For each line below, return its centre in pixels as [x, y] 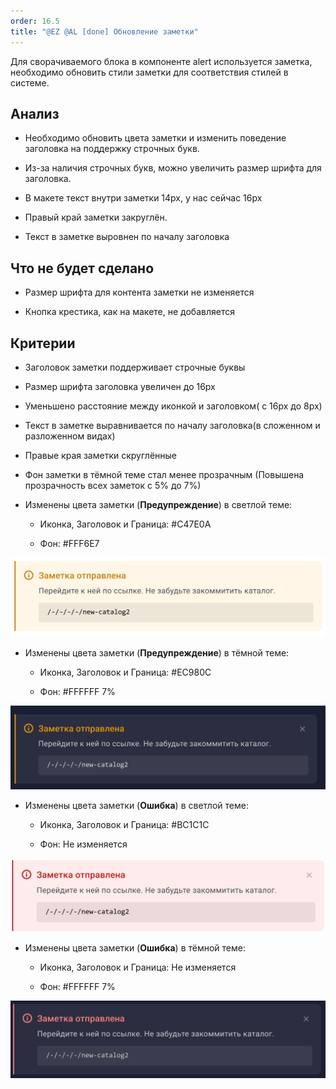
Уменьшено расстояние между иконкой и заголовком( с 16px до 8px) [173, 406]
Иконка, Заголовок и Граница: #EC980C [125, 672]
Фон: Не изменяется [83, 844]
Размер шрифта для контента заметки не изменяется [139, 292]
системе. [30, 82]
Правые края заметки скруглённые [101, 455]
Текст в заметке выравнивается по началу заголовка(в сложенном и [172, 425]
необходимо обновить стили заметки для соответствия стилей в [149, 72]
